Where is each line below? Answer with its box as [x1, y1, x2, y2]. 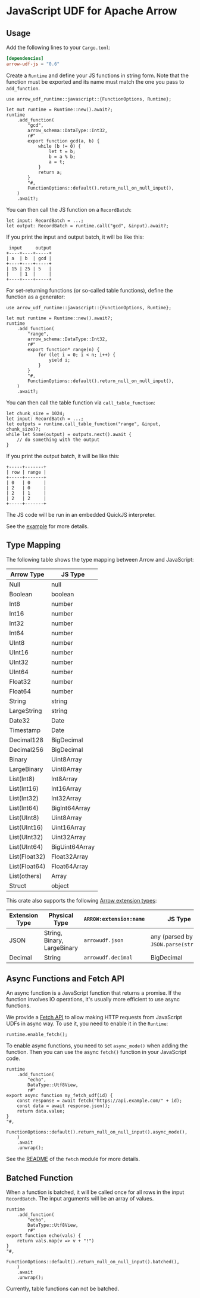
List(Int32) [9, 794, 39, 802]
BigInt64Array [51, 803, 91, 812]
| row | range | [6, 469, 46, 475]
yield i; [48, 357, 70, 363]
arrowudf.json [83, 937, 124, 943]
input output [8, 245, 52, 251]
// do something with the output [17, 437, 100, 443]
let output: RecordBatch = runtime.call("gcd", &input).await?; [6, 223, 169, 228]
